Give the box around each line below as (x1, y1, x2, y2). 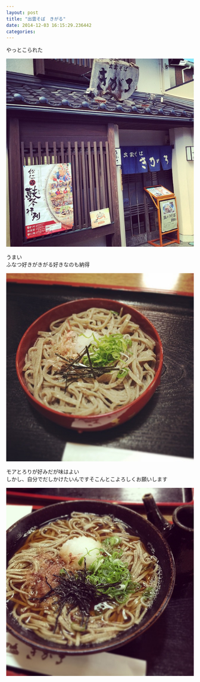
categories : (6, 29, 36, 35)
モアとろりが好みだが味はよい (6, 468, 79, 475)
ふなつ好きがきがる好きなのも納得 (6, 261, 90, 268)
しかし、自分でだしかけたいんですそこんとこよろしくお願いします (6, 475, 168, 483)
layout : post (6, 10, 39, 16)
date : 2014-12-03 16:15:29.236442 (6, 22, 92, 28)
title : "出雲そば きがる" (6, 16, 66, 22)
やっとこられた (6, 47, 43, 54)
